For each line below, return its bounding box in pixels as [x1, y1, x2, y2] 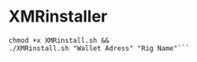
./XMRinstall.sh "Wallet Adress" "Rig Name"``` [8, 43, 191, 53]
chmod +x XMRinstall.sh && [8, 36, 110, 45]
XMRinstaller [8, 6, 108, 27]
